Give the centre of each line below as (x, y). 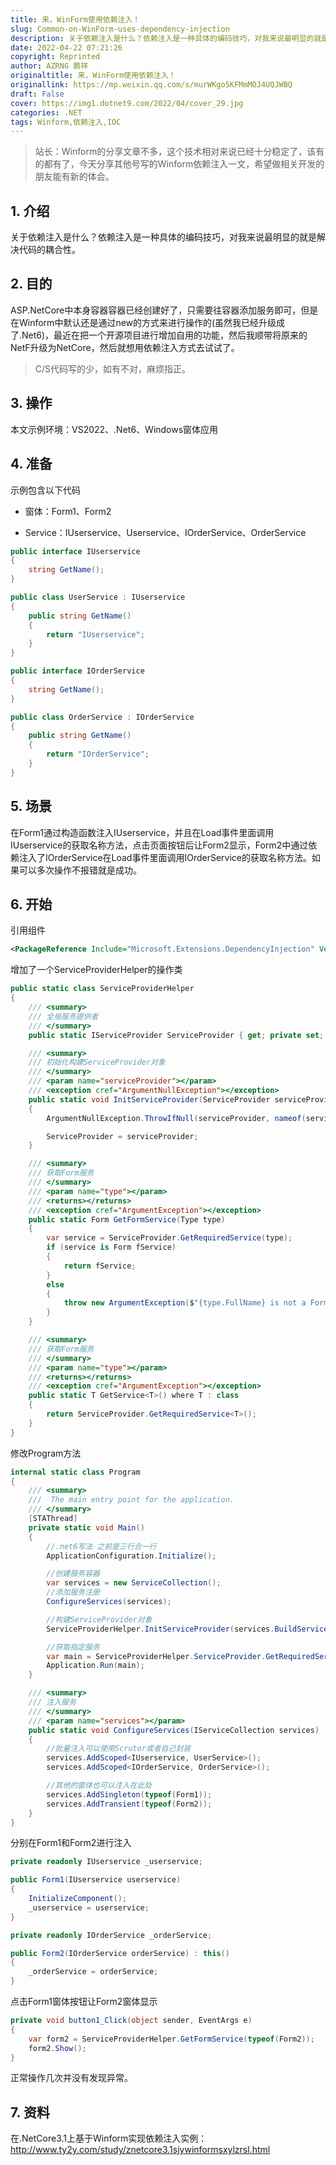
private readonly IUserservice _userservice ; (106, 1862)
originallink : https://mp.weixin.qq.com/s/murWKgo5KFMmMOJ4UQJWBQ (151, 85)
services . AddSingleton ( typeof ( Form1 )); (129, 1794)
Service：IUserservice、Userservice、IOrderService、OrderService (165, 532)
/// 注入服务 (52, 1702)
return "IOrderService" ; (98, 754)
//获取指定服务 (73, 1647)
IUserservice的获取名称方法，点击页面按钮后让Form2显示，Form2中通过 (159, 845)
